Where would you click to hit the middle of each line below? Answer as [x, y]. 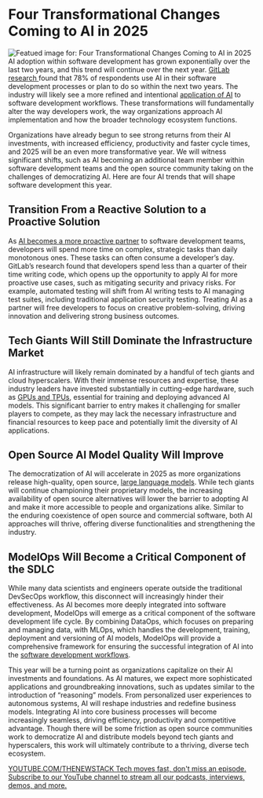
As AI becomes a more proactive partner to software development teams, [127, 240]
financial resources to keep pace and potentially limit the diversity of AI [123, 422]
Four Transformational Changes [114, 15]
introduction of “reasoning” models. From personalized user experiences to [130, 695]
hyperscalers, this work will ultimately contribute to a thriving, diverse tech [129, 745]
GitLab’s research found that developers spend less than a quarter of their [128, 265]
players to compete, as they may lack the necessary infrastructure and [122, 413]
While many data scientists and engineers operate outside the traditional [125, 588]
